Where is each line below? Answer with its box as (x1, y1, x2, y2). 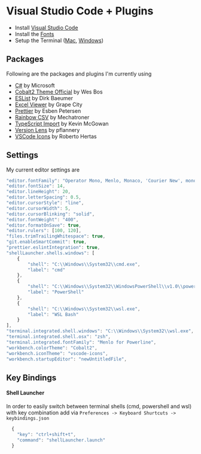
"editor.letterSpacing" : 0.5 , (6, 194, 82, 200)
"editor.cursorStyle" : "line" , (6, 200, 84, 206)
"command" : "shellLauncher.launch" (17, 437, 106, 443)
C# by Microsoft (14, 82, 55, 89)
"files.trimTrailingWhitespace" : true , (6, 233, 106, 239)
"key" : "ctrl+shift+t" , (17, 431, 77, 437)
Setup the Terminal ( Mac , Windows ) (14, 37, 103, 44)
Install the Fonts (14, 30, 54, 37)
